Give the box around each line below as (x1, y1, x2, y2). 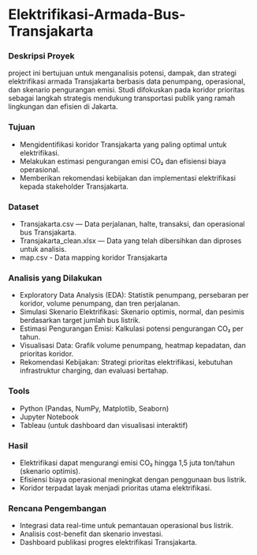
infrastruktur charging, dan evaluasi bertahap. (19, 366, 169, 376)
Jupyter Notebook (19, 412, 79, 422)
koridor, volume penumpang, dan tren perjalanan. (19, 298, 181, 309)
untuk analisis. (19, 245, 67, 254)
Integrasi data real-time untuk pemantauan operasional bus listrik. (19, 521, 234, 531)
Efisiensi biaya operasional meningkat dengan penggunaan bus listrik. (19, 474, 247, 484)
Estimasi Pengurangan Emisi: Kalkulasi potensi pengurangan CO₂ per (19, 324, 244, 333)
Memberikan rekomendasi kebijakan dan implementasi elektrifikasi (19, 173, 237, 182)
